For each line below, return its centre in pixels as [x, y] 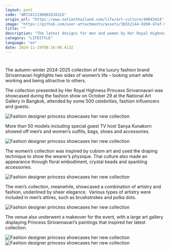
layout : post [19, 10]
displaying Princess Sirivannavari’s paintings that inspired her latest [75, 222]
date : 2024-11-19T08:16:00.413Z [39, 47]
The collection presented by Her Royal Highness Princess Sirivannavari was [84, 90]
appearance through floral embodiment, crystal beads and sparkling [76, 162]
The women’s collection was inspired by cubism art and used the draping [81, 151]
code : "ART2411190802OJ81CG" [36, 15]
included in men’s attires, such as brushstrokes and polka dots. [71, 197]
